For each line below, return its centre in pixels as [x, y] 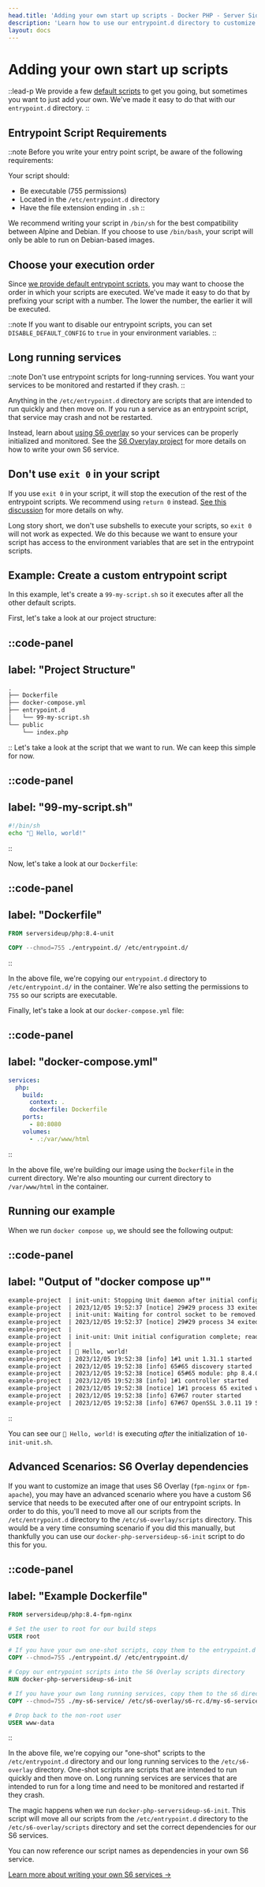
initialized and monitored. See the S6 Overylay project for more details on [127, 441]
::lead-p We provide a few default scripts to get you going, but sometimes [128, 91]
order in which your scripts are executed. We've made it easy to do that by [129, 292]
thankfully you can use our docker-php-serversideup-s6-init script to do [127, 1536]
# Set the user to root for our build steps [82, 1629]
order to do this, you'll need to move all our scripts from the [105, 1511]
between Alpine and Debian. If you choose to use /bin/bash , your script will [131, 232]
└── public [26, 724]
